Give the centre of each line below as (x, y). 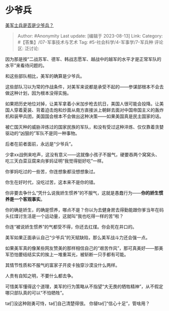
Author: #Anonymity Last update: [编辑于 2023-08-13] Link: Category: (90, 36)
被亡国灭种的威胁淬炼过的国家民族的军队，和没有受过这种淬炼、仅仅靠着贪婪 (84, 127)
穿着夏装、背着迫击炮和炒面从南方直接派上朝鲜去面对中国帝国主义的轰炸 (89, 110)
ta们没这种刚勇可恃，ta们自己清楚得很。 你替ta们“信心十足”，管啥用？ (77, 303)
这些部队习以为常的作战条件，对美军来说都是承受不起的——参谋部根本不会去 (84, 86)
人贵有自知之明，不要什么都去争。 (40, 276)
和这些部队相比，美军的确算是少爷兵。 (45, 76)
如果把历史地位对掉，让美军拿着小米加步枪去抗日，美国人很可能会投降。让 (82, 103)
